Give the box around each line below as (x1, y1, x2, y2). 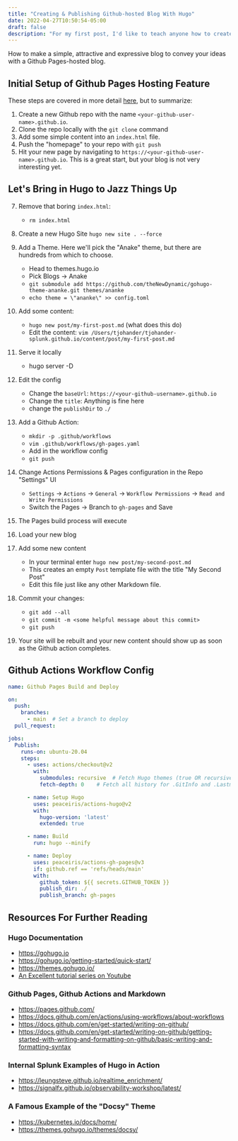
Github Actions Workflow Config (8, 665, 155, 677)
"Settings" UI (18, 475, 56, 483)
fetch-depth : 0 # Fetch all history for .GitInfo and (39, 781, 211, 789)
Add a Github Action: (18, 418, 80, 426)
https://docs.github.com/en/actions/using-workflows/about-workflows (18, 1013, 225, 1021)
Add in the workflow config (28, 447, 108, 455)
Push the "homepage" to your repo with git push (18, 140, 162, 149)
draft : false (8, 23, 47, 30)
